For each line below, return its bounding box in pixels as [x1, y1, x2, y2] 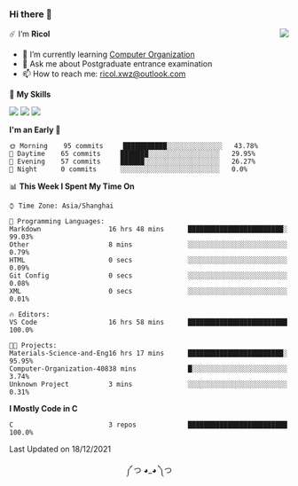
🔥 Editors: [9, 310, 51, 319]
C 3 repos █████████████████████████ [9, 420, 288, 429]
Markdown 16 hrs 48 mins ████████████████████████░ [9, 225, 288, 234]
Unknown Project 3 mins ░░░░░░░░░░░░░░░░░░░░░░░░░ [9, 380, 288, 389]
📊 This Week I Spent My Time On [9, 181, 135, 192]
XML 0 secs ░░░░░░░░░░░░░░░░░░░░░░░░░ [9, 287, 288, 296]
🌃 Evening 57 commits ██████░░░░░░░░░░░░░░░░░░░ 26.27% [9, 157, 255, 167]
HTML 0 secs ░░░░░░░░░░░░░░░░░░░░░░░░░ [9, 256, 288, 265]
